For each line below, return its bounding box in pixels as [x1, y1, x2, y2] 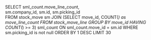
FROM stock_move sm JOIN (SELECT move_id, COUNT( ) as [5, 14, 126, 20]
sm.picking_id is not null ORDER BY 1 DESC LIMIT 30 [5, 30, 111, 35]
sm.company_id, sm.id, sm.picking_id [5, 9, 80, 15]
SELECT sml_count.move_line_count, [5, 4, 80, 10]
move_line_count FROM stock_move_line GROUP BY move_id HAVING [5, 19, 146, 25]
